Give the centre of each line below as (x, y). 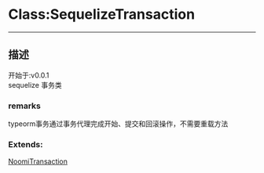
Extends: (26, 144)
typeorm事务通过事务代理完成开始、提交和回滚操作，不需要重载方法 (118, 124)
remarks (25, 106)
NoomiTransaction (38, 161)
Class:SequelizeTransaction (101, 14)
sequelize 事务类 (35, 85)
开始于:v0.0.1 (29, 75)
